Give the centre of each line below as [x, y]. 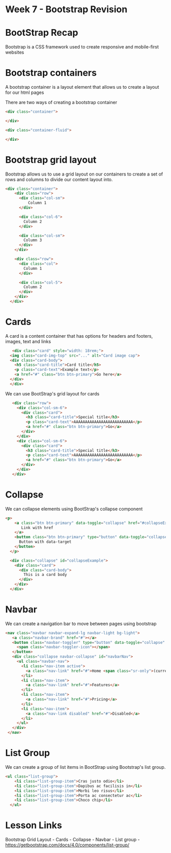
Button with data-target [45, 542]
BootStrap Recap [42, 33]
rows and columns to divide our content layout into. [59, 179]
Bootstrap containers [51, 73]
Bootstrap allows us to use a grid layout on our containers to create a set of [84, 174]
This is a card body [45, 575]
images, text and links [28, 341]
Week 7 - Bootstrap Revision [66, 9]
